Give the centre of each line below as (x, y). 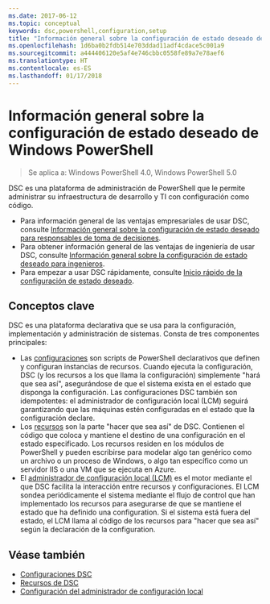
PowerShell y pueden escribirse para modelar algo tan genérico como (136, 452)
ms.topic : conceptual (45, 23)
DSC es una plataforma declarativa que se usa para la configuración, (122, 325)
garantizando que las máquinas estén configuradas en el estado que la (137, 410)
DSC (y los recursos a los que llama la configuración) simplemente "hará (140, 375)
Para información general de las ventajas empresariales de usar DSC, (135, 221)
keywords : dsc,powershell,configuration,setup (88, 31)
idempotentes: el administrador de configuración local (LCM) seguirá (134, 401)
